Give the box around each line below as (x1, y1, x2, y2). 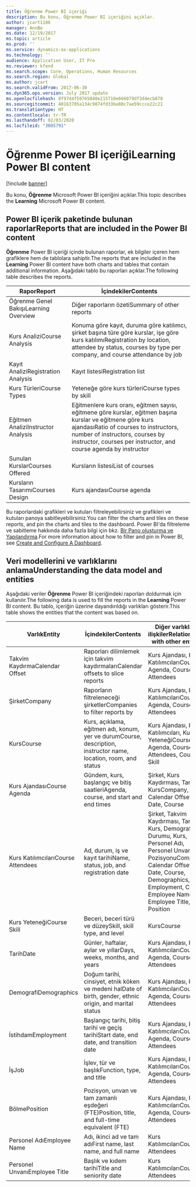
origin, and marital (83, 999, 134, 1007)
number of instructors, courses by (71, 430, 165, 438)
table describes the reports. (6, 273, 73, 280)
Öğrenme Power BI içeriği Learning (6, 148, 176, 162)
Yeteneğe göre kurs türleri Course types (71, 384, 180, 392)
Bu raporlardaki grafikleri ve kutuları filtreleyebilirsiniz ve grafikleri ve (6, 508, 171, 515)
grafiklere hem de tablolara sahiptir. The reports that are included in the (6, 254, 176, 261)
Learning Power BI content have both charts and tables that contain (6, 261, 169, 268)
